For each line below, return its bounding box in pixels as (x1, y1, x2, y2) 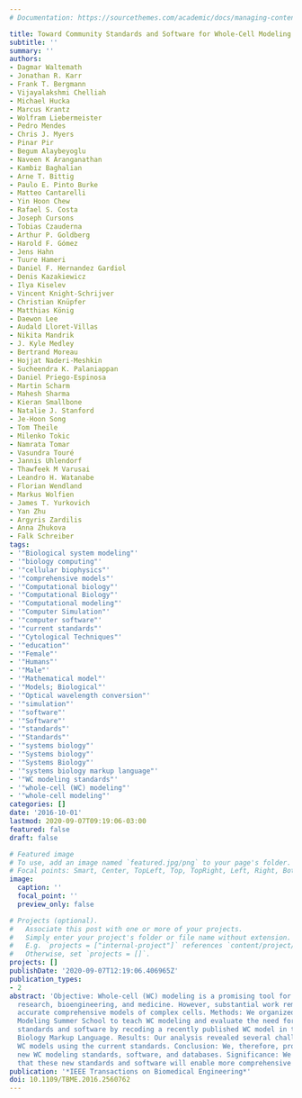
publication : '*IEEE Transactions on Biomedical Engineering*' (9, 1066, 252, 1076)
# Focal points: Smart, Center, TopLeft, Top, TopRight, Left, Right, (9, 867, 280, 876)
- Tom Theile (9, 422, 58, 432)
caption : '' (17, 884, 63, 893)
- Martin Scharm (9, 381, 70, 390)
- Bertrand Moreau (9, 348, 78, 357)
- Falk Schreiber (9, 532, 75, 541)
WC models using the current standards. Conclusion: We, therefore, (17, 1041, 280, 1050)
